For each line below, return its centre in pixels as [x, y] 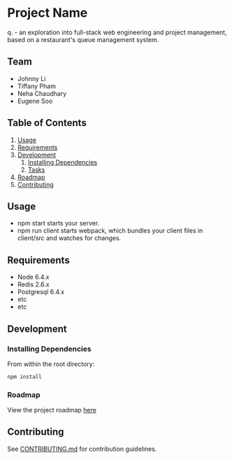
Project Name [47, 13]
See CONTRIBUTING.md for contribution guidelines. [82, 449]
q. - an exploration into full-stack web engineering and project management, [117, 32]
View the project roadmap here [52, 410]
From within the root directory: [51, 364]
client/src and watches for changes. [69, 238]
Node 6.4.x [33, 277]
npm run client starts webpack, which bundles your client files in [110, 231]
